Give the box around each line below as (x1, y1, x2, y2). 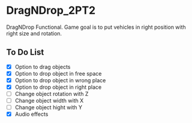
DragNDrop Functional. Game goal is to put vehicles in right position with (6, 23, 186, 31)
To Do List (6, 47, 44, 58)
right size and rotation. (6, 29, 62, 37)
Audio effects (14, 110, 49, 118)
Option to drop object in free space (14, 70, 102, 77)
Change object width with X (14, 97, 84, 104)
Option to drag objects (14, 63, 71, 70)
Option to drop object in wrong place (14, 76, 106, 84)
